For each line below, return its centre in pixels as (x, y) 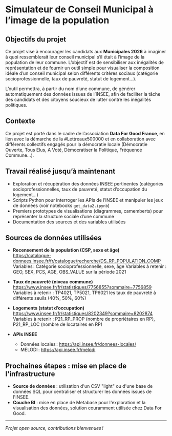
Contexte (20, 121)
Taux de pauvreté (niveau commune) (53, 282)
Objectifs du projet (36, 39)
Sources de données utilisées (53, 238)
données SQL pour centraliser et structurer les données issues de (82, 392)
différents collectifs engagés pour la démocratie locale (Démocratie (77, 144)
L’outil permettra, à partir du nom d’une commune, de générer (70, 89)
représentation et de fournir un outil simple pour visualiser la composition (82, 68)
